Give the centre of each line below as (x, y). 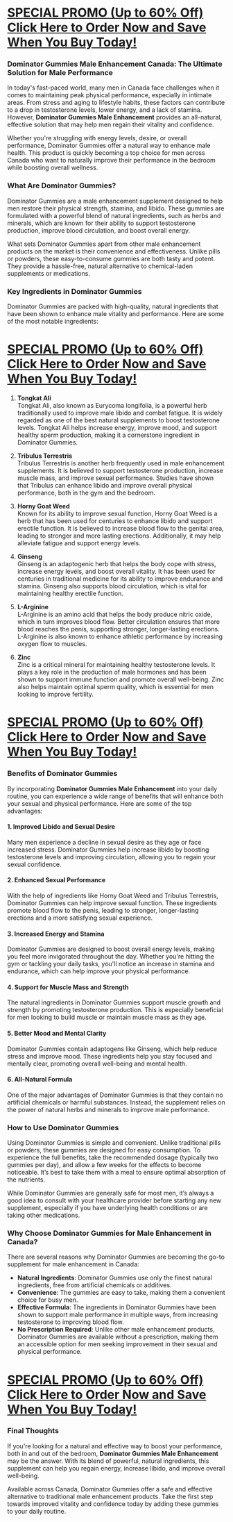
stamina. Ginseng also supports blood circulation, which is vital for (112, 586)
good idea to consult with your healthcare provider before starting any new (114, 1200)
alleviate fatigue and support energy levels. (79, 543)
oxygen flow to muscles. (52, 644)
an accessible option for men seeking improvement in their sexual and (117, 1344)
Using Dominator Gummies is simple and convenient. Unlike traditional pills (114, 1143)
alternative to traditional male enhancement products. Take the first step (110, 1496)
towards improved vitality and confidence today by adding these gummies (113, 1504)
